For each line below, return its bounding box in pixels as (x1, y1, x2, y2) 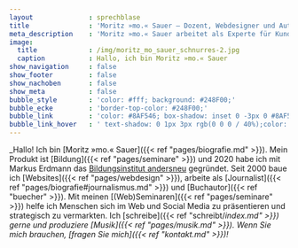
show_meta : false (9, 87, 117, 96)
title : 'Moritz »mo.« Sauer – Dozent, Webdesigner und (9, 21, 276, 30)
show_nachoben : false (9, 79, 117, 88)
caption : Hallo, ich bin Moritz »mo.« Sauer (17, 54, 228, 63)
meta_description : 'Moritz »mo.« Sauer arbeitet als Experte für (9, 29, 272, 38)
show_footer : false (9, 71, 117, 80)
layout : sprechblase (9, 12, 141, 22)
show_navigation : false (9, 63, 117, 72)
